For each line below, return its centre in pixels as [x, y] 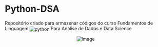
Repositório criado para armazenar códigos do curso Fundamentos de [79, 23]
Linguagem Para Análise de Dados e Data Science [68, 28]
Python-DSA [32, 9]
